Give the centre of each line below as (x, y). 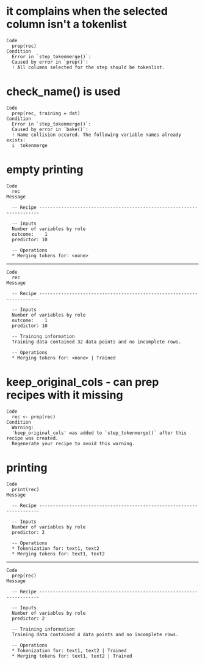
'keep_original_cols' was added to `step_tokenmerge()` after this (99, 433)
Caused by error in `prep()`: (50, 62)
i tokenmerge (30, 145)
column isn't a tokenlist (67, 24)
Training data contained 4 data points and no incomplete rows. (95, 634)
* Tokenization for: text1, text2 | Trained (69, 650)
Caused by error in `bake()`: (50, 129)
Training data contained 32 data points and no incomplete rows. (97, 342)
